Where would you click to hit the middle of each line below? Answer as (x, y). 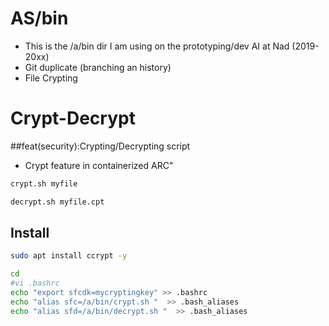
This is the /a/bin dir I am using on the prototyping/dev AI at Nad (157, 46)
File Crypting (51, 78)
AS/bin (39, 18)
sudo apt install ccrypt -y (69, 256)
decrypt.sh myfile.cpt (57, 202)
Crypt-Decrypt (73, 118)
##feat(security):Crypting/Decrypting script (100, 146)
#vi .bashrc (35, 283)
